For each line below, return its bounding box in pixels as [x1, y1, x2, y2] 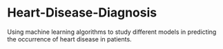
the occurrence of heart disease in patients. [7, 35, 133, 43]
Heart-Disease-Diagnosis [7, 5, 157, 21]
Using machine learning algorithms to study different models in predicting [7, 28, 217, 36]
